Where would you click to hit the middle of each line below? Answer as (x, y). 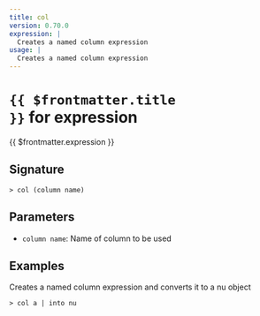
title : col (29, 17)
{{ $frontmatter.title (92, 100)
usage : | (25, 50)
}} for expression (73, 118)
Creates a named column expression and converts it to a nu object (130, 287)
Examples (37, 266)
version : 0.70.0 (39, 26)
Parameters (42, 217)
